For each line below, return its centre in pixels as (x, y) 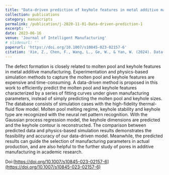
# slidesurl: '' (22, 43)
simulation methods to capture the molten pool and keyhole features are (80, 77)
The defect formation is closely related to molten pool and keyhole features (83, 66)
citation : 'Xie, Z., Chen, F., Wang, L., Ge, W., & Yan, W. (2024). (78, 52)
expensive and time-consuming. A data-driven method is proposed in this (81, 82)
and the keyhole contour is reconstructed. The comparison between (76, 125)
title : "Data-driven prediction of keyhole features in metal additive (82, 10)
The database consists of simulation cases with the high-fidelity (71, 104)
